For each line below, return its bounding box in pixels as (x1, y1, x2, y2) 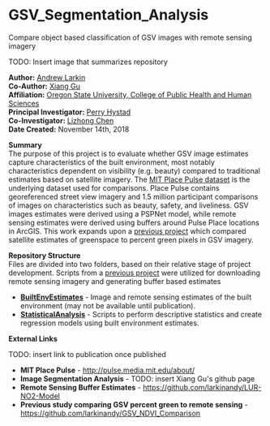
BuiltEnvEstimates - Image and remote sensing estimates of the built (19, 292, 252, 302)
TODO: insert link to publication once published (8, 349, 166, 359)
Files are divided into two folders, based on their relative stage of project (8, 259, 251, 269)
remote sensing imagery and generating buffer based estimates (8, 276, 221, 286)
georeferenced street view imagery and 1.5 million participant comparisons (8, 191, 259, 201)
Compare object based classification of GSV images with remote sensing (8, 32, 253, 42)
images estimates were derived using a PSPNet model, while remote (8, 209, 237, 218)
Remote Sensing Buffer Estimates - (19, 382, 142, 392)
